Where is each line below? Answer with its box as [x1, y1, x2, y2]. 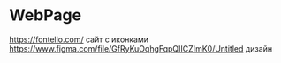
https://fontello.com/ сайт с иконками [9, 34, 148, 45]
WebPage [9, 5, 82, 25]
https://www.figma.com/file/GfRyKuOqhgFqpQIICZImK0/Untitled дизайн [9, 43, 272, 53]
